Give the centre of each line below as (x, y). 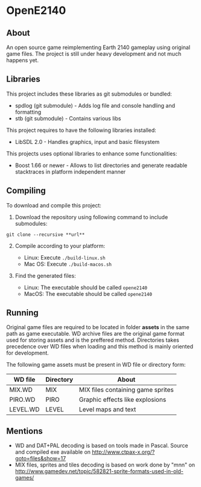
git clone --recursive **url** (46, 234)
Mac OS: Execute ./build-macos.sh (68, 264)
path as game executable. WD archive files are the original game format (95, 334)
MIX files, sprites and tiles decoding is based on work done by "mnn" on (105, 465)
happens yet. (23, 60)
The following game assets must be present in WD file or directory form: (96, 365)
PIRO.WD (22, 400)
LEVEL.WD (24, 410)
